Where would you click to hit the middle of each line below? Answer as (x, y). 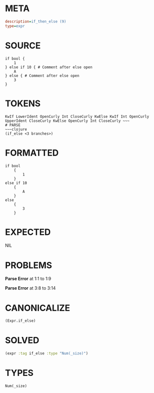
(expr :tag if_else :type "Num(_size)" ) (47, 354)
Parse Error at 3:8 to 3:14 (30, 288)
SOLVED (22, 341)
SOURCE (23, 46)
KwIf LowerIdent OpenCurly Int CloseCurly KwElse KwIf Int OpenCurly (77, 117)
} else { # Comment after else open (42, 76)
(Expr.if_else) (20, 321)
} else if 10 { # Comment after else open (49, 67)
